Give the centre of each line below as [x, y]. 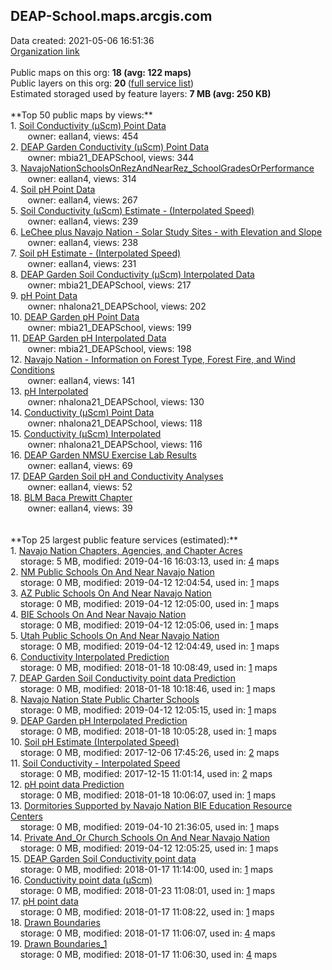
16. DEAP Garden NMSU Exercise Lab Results [103, 455]
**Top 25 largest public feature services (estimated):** [124, 540]
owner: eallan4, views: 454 [83, 136]
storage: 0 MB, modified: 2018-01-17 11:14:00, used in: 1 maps [146, 869]
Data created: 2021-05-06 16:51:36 [82, 40]
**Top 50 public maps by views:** [81, 115]
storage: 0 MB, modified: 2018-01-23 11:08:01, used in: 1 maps [147, 890]
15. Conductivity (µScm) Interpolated [86, 433]
